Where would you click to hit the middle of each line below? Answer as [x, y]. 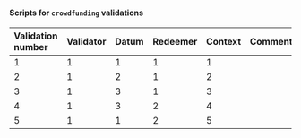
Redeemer [175, 42]
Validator [86, 42]
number [31, 47]
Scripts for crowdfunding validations [77, 13]
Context [224, 42]
